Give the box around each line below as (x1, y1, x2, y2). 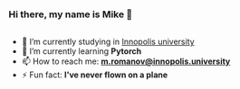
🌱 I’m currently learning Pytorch (21, 46, 142, 57)
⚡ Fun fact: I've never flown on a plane (21, 69, 168, 80)
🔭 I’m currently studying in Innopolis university (21, 36, 196, 48)
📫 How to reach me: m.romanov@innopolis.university (21, 56, 231, 67)
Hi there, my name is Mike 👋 (8, 8, 133, 21)
